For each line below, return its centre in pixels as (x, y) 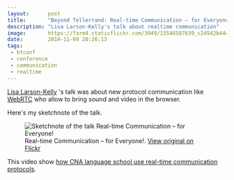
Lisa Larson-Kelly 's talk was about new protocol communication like (106, 92)
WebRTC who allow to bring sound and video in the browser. (94, 99)
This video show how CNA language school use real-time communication (112, 161)
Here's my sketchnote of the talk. (55, 113)
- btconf (23, 53)
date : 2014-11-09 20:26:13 (57, 40)
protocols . (22, 169)
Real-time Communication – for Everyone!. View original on (109, 140)
